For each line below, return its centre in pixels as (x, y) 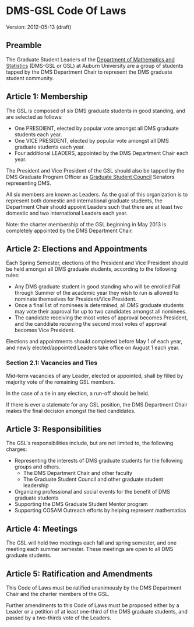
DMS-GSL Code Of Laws (66, 11)
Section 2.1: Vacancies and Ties (52, 363)
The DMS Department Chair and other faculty (78, 473)
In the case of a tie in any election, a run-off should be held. (78, 393)
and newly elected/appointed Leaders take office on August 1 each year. (93, 348)
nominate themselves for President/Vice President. (75, 299)
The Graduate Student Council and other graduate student (93, 479)
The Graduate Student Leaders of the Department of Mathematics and (90, 59)
